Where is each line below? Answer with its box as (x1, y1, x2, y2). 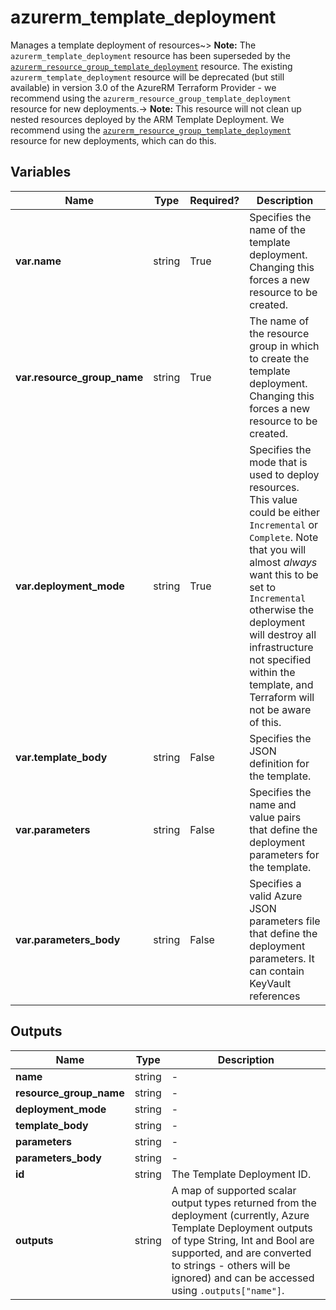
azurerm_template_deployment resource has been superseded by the (10, 49, 291, 61)
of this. (249, 715, 282, 729)
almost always (249, 555, 318, 569)
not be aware (249, 702, 312, 716)
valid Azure (249, 889, 303, 903)
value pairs (249, 810, 302, 824)
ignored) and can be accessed (171, 1271, 315, 1285)
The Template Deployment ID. (171, 1167, 312, 1181)
